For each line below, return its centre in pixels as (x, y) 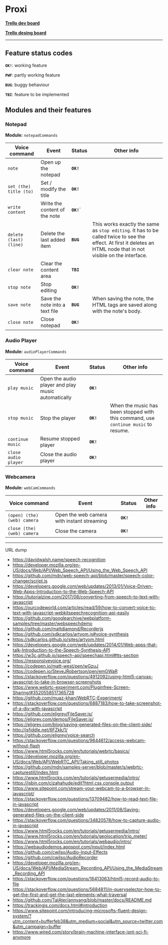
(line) (15, 245)
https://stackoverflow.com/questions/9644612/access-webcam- (79, 741)
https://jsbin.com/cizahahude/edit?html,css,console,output (73, 783)
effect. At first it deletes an (123, 243)
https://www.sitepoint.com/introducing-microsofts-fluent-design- (80, 911)
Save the (51, 299)
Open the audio (58, 378)
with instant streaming (81, 521)
